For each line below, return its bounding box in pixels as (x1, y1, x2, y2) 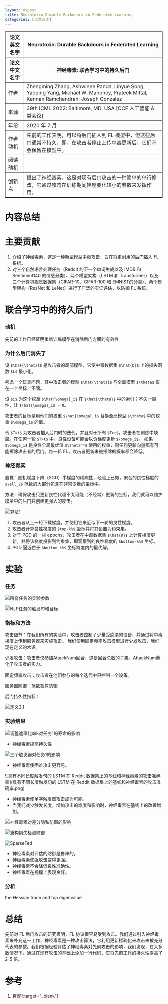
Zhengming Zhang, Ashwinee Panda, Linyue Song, (26, 83, 145, 90)
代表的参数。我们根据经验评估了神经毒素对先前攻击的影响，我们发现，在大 (5, 943, 158, 949)
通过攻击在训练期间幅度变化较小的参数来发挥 (41, 182, 147, 189)
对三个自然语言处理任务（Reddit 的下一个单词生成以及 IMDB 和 (12, 266, 141, 272)
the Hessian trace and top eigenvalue (5, 894, 82, 900)
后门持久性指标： (5, 693, 40, 700)
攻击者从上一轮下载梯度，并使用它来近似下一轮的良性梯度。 (12, 519, 135, 525)
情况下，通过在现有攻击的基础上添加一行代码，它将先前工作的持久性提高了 (9, 950, 163, 956)
